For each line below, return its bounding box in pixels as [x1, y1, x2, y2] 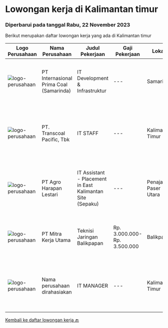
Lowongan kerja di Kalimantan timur [5, 3, 158, 15]
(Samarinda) [41, 87, 71, 94]
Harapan [41, 185, 62, 192]
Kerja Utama [41, 236, 71, 243]
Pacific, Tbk [41, 136, 70, 143]
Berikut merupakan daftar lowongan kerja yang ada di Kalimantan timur [5, 32, 151, 38]
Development [77, 75, 108, 82]
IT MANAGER [77, 282, 108, 289]
